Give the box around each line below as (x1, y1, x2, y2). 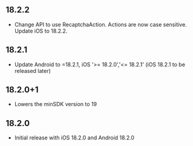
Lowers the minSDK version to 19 (14, 101, 97, 108)
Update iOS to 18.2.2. (14, 27, 68, 34)
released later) (14, 67, 51, 74)
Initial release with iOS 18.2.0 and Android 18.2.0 (14, 134, 134, 141)
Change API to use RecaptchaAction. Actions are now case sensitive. (14, 21, 187, 28)
